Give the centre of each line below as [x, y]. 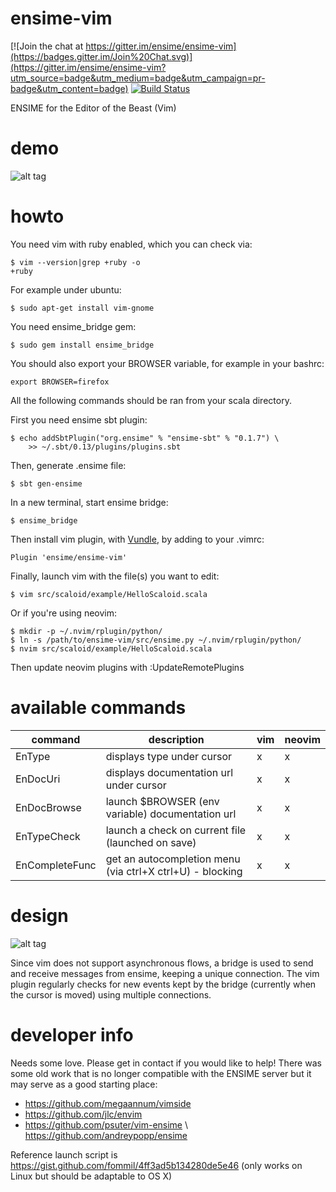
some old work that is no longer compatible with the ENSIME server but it [161, 1073]
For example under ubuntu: [66, 289]
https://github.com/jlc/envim [83, 1114]
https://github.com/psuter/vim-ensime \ [106, 1124]
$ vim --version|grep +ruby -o [75, 262]
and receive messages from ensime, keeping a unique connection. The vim [165, 973]
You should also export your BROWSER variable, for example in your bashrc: [167, 363]
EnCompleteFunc [56, 865]
